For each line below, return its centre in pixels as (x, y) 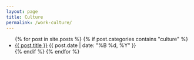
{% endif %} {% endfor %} (47, 52)
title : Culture (25, 17)
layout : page (22, 11)
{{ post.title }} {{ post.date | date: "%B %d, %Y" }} (75, 45)
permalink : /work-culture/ (39, 22)
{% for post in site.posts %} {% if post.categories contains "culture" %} (101, 39)
